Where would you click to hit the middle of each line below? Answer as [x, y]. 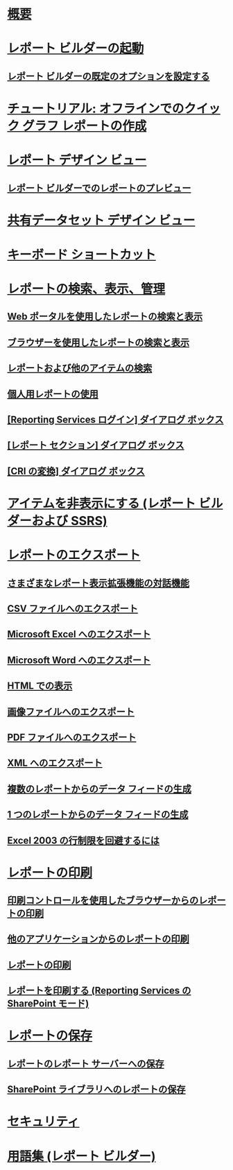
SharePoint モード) [48, 1004]
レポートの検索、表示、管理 [86, 289]
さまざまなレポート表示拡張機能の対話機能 [98, 583]
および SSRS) [69, 521]
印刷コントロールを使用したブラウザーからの [103, 901]
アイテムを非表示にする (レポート [102, 504]
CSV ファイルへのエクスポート [73, 609]
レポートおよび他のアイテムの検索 [80, 368]
